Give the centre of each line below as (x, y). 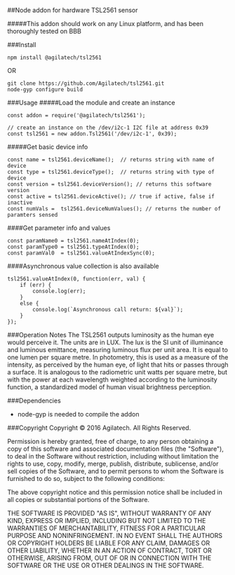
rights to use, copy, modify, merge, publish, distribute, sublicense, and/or (113, 464)
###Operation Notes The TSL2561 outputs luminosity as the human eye (111, 335)
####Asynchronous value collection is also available (83, 266)
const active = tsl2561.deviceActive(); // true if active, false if (111, 196)
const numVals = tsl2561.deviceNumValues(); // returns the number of (114, 209)
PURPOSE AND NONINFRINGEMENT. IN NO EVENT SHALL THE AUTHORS (115, 535)
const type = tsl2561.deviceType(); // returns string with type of (111, 172)
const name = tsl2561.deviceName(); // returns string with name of (111, 160)
